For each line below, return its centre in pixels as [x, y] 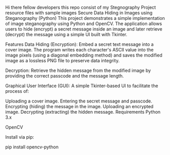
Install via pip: [20, 137]
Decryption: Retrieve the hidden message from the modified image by [78, 70]
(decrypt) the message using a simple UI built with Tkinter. [66, 34]
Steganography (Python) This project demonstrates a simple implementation [85, 18]
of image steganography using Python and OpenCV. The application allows [84, 23]
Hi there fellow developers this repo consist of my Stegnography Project [81, 7]
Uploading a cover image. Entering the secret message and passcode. [79, 101]
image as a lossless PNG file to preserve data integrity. [62, 60]
